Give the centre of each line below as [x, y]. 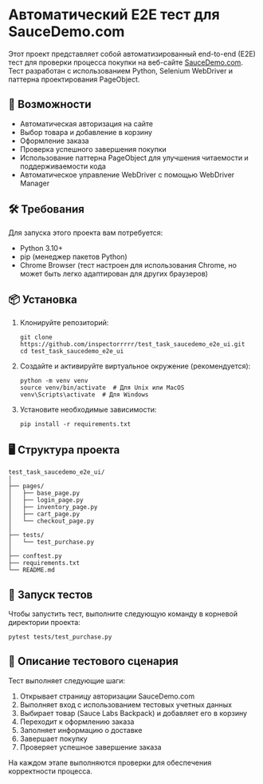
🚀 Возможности [50, 104]
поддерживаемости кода [63, 166]
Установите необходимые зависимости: [88, 410]
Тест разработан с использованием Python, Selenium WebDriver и [121, 70]
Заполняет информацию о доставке [81, 730]
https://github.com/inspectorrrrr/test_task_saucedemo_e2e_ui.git [132, 344]
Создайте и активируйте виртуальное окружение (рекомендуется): [135, 366]
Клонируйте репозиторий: [64, 323]
